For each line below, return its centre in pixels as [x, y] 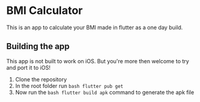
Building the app [38, 46]
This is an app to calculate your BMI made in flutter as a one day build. [95, 27]
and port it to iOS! [28, 67]
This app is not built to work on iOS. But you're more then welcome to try [98, 61]
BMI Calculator [45, 11]
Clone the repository [41, 79]
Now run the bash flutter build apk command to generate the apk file [105, 92]
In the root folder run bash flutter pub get [69, 86]
